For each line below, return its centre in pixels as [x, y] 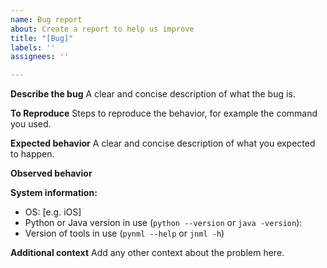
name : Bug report [46, 19]
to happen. [32, 154]
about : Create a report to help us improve [102, 29]
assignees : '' [40, 57]
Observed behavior [51, 173]
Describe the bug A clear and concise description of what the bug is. [153, 94]
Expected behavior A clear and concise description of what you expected [163, 143]
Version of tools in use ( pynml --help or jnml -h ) [124, 233]
